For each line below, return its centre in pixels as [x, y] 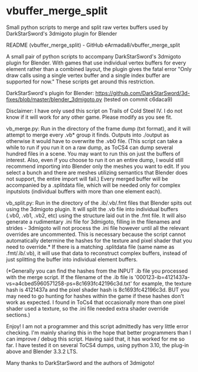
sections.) [18, 315]
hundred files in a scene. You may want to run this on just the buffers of [93, 153]
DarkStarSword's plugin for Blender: [50, 93]
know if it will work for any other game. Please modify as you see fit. [89, 117]
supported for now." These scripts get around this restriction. [80, 82]
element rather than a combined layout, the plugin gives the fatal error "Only [99, 69]
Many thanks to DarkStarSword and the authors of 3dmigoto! [80, 363]
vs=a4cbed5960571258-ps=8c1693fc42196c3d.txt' [69, 283]
